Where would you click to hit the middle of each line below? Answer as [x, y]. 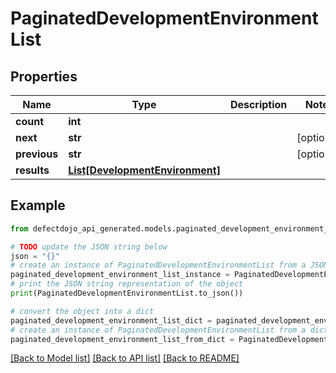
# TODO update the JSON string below [89, 247]
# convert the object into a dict [82, 311]
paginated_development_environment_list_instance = [120, 275]
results [32, 170]
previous [37, 154]
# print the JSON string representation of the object [127, 284]
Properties [44, 76]
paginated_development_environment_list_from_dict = [122, 339]
